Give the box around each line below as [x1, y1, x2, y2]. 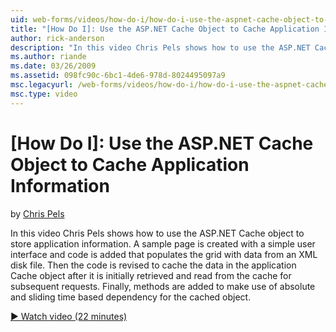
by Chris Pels [10, 207, 65, 220]
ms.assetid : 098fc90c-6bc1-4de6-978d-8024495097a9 [10, 71, 226, 81]
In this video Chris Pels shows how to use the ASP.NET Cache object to [10, 227, 305, 239]
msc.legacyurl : [10, 80, 74, 90]
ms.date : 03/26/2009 [10, 61, 97, 71]
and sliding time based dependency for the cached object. [10, 291, 252, 303]
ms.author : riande [10, 52, 87, 62]
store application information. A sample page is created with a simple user [10, 237, 316, 250]
